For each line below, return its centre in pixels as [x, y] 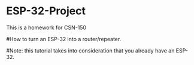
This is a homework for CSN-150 [46, 27]
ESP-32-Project [46, 11]
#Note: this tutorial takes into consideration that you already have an [90, 50]
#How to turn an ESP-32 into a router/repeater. [64, 39]
